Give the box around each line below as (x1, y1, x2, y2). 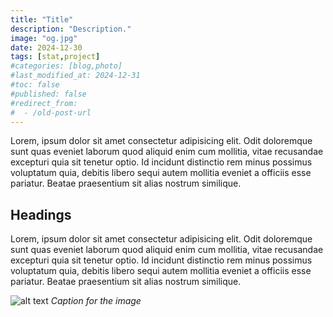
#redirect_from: (10, 98, 78, 108)
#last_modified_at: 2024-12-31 (10, 71, 141, 81)
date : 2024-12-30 (10, 42, 83, 53)
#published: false (10, 89, 87, 99)
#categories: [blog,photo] (10, 61, 123, 71)
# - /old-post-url (10, 107, 92, 118)
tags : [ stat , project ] (10, 52, 101, 62)
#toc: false (10, 80, 60, 90)
